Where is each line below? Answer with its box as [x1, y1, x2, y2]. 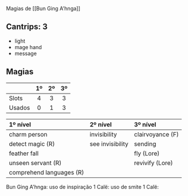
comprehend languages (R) [9, 168, 85, 176]
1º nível [9, 120, 31, 128]
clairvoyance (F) [134, 130, 179, 138]
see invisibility [89, 140, 128, 148]
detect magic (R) [9, 140, 55, 148]
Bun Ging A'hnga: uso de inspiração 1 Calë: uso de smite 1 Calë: [6, 183, 159, 190]
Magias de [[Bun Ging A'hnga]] [6, 5, 81, 12]
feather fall [9, 149, 39, 157]
